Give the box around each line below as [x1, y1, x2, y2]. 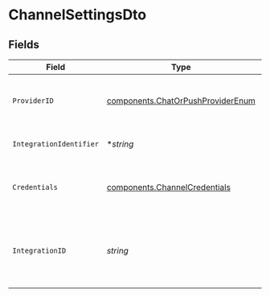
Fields [8, 38, 40, 52]
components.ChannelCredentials [106, 182, 231, 192]
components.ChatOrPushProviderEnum [106, 95, 256, 106]
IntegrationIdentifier [12, 139, 99, 148]
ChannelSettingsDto [8, 6, 147, 24]
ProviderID [12, 97, 54, 105]
